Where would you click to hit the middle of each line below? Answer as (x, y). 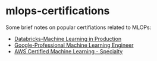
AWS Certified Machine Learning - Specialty (68, 51)
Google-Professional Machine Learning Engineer (74, 45)
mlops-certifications (58, 11)
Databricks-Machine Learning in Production (68, 38)
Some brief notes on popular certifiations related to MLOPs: (78, 27)
